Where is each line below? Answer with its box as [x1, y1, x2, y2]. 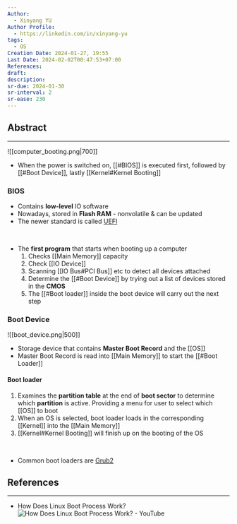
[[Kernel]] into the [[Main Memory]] [17, 421, 121, 429]
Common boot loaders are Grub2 [17, 456, 114, 465]
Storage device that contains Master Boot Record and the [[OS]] [17, 344, 206, 353]
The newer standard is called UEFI [17, 217, 118, 226]
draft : [7, 69, 27, 76]
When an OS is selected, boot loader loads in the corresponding [17, 414, 205, 422]
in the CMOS [28, 282, 66, 290]
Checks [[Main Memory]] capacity [28, 252, 128, 261]
